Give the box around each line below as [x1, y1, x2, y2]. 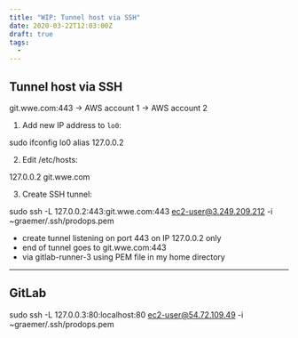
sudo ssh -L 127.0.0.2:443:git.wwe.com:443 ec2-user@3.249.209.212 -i [9, 205, 273, 216]
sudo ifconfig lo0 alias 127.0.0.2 [9, 137, 124, 148]
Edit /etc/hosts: [21, 154, 78, 165]
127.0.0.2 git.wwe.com [9, 171, 90, 182]
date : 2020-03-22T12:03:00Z [9, 21, 114, 30]
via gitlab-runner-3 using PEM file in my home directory [21, 251, 226, 262]
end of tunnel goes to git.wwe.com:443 [21, 242, 167, 253]
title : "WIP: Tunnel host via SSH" [9, 12, 141, 22]
